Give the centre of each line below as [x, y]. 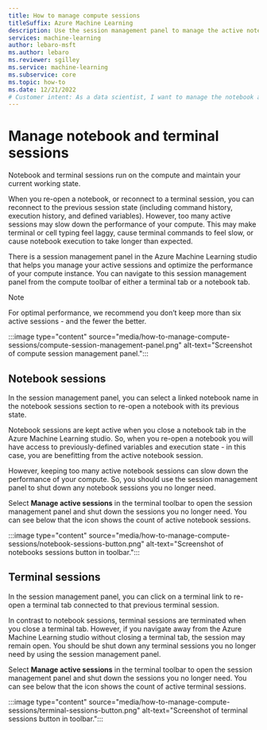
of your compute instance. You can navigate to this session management [128, 274]
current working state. [44, 184]
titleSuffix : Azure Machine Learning [71, 23]
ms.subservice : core [43, 75]
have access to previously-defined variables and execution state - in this [127, 447]
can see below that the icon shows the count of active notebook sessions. [130, 520]
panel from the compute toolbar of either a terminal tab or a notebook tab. [129, 282]
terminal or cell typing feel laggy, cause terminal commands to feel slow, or [131, 233]
